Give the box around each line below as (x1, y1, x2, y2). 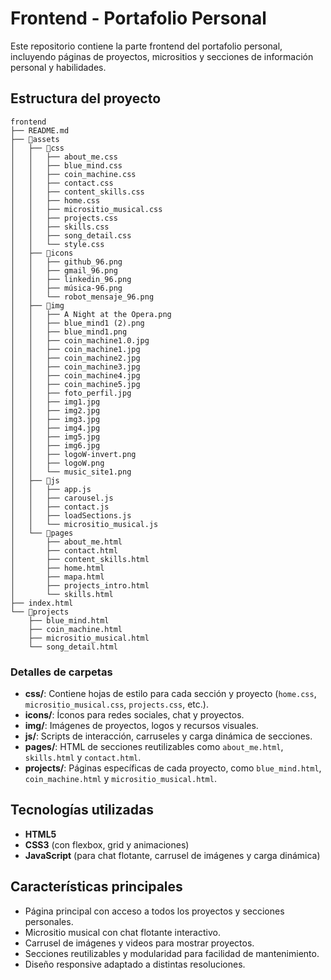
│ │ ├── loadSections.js (10, 510, 132, 521)
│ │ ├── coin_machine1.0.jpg (10, 335, 150, 346)
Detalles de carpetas (10, 665, 113, 679)
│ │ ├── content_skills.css (10, 187, 145, 197)
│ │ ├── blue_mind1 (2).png (10, 318, 145, 328)
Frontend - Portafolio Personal (10, 7, 267, 30)
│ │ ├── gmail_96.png (10, 265, 118, 276)
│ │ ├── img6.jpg (10, 440, 101, 451)
